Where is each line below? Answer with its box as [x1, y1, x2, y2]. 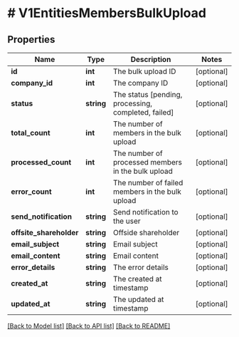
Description [130, 55, 171, 64]
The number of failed [112, 178, 184, 187]
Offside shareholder [112, 228, 180, 237]
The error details [112, 262, 169, 272]
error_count [11, 187, 52, 197]
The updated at [112, 294, 164, 304]
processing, [112, 98, 153, 108]
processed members [112, 157, 183, 167]
